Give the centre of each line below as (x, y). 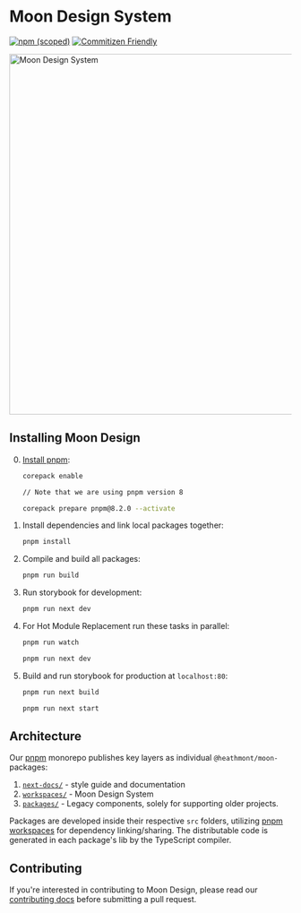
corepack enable (52, 476)
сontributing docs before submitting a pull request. (103, 900)
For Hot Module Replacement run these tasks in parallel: (126, 626)
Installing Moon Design (75, 438)
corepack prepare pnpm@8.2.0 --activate (99, 508)
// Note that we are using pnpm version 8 (103, 492)
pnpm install (47, 542)
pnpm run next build (60, 692)
